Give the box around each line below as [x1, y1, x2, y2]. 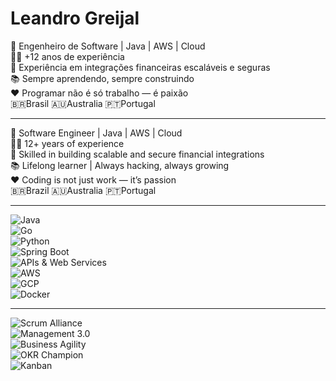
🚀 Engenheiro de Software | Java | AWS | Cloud [10, 40, 206, 52]
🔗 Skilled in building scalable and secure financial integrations [10, 148, 265, 160]
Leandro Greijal [10, 7, 140, 30]
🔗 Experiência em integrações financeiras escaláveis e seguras [10, 61, 271, 73]
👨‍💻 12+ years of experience [10, 137, 125, 149]
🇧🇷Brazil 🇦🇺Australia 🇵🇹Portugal [10, 184, 157, 196]
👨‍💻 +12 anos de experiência [10, 50, 125, 62]
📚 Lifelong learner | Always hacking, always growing [10, 159, 230, 171]
